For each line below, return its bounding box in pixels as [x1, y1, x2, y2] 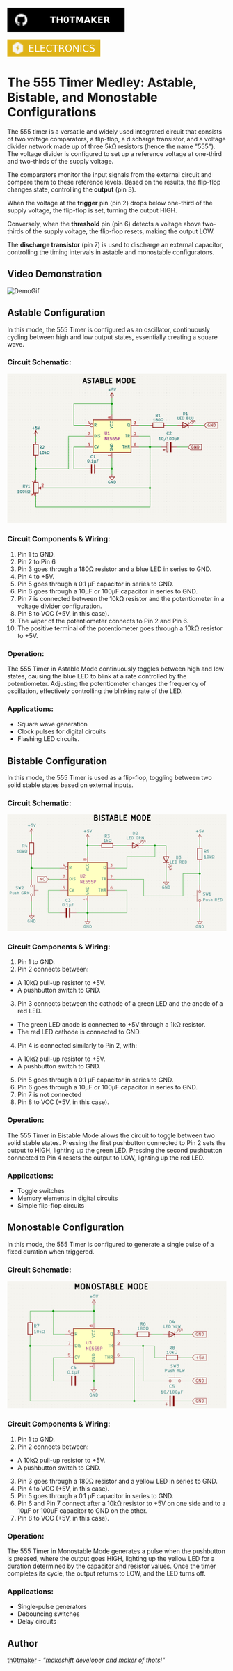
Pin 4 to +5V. [17, 572, 55, 580]
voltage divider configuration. [17, 602, 102, 610]
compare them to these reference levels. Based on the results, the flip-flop [7, 178, 221, 186]
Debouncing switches [17, 1610, 80, 1618]
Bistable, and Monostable [7, 90, 158, 105]
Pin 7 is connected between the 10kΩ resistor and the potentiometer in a [17, 594, 225, 603]
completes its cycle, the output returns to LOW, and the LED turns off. [7, 1569, 207, 1578]
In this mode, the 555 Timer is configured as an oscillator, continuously [7, 325, 211, 334]
